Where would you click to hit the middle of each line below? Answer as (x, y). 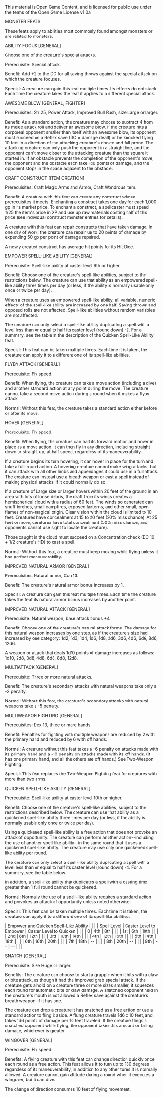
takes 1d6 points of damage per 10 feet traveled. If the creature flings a (76, 1020)
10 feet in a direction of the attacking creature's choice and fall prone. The (79, 143)
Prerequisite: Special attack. (33, 64)
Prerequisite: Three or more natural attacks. (49, 677)
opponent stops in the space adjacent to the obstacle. (59, 168)
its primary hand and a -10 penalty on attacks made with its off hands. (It (78, 754)
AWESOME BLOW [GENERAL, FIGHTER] (45, 103)
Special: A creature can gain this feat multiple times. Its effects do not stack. (81, 89)
